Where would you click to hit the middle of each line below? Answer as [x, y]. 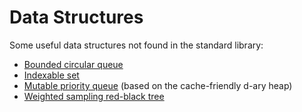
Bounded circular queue [73, 64]
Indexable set [51, 75]
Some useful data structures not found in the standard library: [136, 45]
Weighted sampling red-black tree [94, 96]
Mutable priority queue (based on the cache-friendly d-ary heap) [158, 85]
